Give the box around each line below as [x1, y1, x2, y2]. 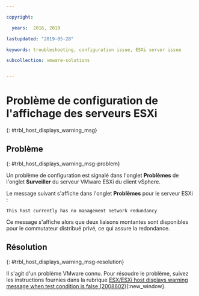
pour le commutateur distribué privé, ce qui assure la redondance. [6, 224, 170, 232]
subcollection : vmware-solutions [6, 58, 90, 64]
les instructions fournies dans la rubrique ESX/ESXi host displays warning [6, 276, 188, 283]
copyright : [6, 14, 34, 20]
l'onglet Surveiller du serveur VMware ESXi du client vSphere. [6, 178, 161, 185]
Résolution [6, 242, 47, 253]
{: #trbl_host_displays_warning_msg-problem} [6, 160, 120, 167]
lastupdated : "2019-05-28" [6, 35, 74, 42]
